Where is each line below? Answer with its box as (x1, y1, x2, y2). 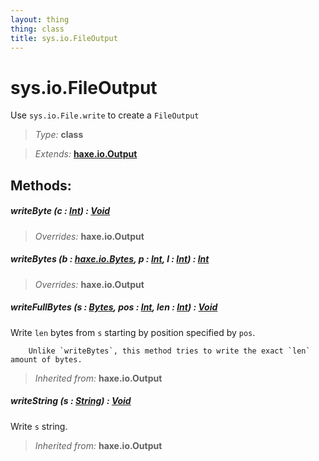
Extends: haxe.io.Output (34, 148, 138, 160)
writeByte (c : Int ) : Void (10, 205, 111, 217)
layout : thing (10, 14, 70, 25)
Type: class (34, 129, 84, 141)
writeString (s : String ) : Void (10, 395, 132, 407)
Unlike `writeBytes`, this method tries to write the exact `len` (28, 346, 311, 356)
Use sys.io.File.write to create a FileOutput (10, 109, 200, 121)
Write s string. (10, 420, 68, 432)
